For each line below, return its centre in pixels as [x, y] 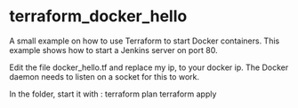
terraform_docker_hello [98, 16]
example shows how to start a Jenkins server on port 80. [113, 50]
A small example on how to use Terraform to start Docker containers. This [145, 41]
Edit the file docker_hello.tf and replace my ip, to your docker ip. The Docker [149, 67]
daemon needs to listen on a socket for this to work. [105, 76]
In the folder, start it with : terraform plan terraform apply [113, 94]
